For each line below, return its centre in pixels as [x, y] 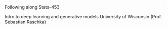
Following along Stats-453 [32, 7]
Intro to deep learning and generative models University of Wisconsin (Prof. [83, 16]
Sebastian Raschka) [26, 22]
